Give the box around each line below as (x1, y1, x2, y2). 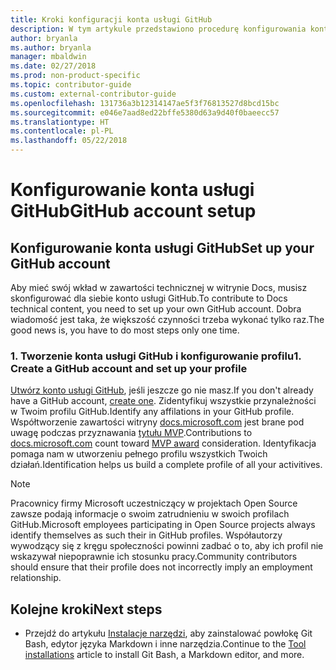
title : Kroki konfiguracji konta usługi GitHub (10, 14, 213, 25)
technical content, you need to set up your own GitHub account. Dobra (10, 303, 302, 315)
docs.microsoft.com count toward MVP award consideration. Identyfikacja (10, 437, 317, 450)
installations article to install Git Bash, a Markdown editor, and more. (24, 649, 305, 661)
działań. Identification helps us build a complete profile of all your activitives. (10, 459, 323, 471)
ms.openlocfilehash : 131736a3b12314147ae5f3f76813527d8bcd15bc (10, 98, 280, 108)
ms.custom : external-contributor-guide (10, 89, 177, 99)
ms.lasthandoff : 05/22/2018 (10, 136, 128, 146)
